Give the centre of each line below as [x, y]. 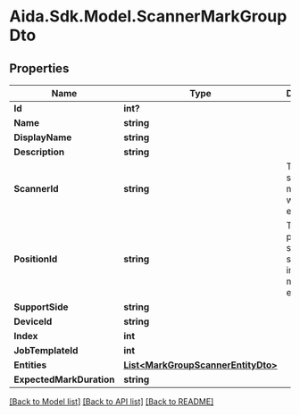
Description [39, 152]
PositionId [36, 259]
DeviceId [33, 321]
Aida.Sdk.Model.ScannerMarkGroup [148, 17]
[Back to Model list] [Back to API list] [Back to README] [112, 402]
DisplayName [43, 137]
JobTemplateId [46, 350]
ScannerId [37, 189]
